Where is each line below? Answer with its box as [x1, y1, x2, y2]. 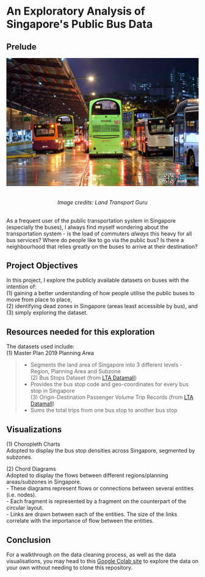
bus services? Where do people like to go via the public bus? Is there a [6, 236, 184, 243]
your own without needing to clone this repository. [6, 564, 133, 571]
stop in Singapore [30, 387, 75, 395]
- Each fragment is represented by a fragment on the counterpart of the [6, 498, 187, 505]
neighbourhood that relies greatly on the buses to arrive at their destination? [6, 243, 198, 250]
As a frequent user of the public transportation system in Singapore [6, 217, 176, 224]
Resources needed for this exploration [6, 326, 155, 337]
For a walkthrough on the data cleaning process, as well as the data [6, 551, 176, 558]
